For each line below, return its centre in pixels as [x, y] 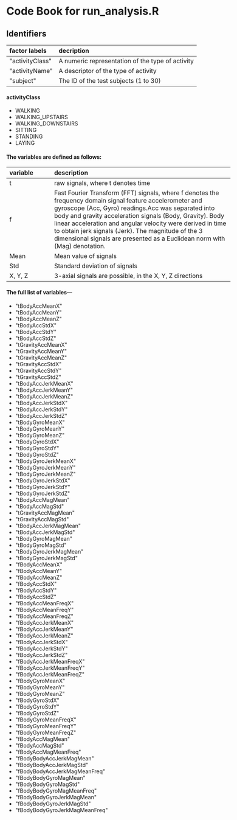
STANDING [29, 137]
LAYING [25, 143]
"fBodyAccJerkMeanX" [44, 622]
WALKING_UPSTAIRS [41, 117]
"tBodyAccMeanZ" [39, 319]
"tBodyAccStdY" [36, 332]
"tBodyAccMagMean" [42, 499]
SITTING [26, 130]
